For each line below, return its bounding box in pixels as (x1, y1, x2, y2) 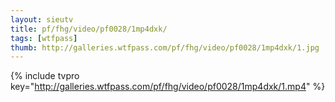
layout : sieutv (10, 14, 74, 25)
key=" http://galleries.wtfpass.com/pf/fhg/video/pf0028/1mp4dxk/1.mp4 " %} (10, 81, 326, 93)
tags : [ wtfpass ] (10, 33, 78, 43)
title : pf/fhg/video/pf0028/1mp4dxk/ (10, 24, 168, 34)
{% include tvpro (10, 70, 80, 82)
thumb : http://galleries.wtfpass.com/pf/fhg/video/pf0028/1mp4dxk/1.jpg (10, 42, 320, 53)
